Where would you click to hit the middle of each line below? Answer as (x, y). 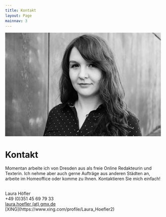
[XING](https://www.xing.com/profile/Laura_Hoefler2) (60, 209)
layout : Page (19, 16)
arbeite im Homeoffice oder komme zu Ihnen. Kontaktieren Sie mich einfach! (83, 179)
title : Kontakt (21, 10)
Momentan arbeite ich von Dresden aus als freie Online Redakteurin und (79, 168)
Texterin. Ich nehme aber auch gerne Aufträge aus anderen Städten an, (78, 174)
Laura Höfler (18, 194)
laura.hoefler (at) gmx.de (30, 204)
